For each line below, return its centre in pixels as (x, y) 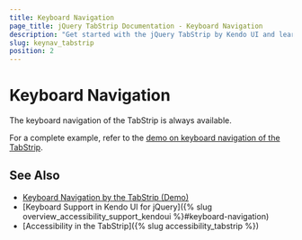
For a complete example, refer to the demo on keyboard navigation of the (145, 138)
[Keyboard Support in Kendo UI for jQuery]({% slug (117, 207)
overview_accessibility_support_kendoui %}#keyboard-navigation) (146, 216)
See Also (35, 176)
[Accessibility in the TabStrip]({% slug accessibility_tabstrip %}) (140, 226)
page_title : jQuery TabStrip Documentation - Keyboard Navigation (136, 26)
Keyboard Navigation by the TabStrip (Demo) (105, 197)
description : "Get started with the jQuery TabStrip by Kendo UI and (142, 34)
